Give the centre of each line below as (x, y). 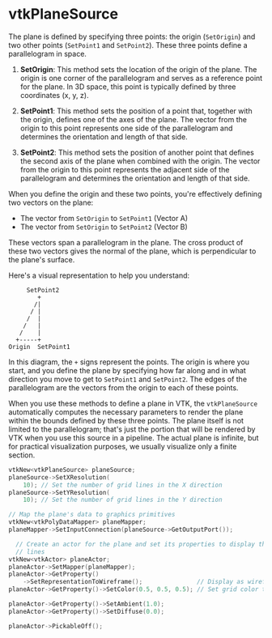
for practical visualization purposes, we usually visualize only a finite (123, 446)
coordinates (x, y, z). (54, 95)
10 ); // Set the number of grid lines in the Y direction (123, 500)
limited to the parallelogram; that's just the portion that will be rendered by (132, 429)
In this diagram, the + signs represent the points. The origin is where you (129, 362)
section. (22, 455)
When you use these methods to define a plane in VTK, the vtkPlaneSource (133, 403)
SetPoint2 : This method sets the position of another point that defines (137, 152)
